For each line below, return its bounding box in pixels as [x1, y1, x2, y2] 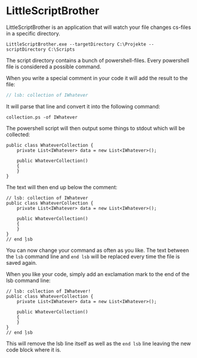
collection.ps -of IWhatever [6, 114, 78, 120]
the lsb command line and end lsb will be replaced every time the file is [6, 252, 180, 260]
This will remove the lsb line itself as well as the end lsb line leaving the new [6, 340, 191, 347]
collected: [6, 131, 31, 138]
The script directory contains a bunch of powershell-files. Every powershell [6, 57, 190, 64]
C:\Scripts [48, 46, 75, 52]
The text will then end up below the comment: [6, 183, 118, 191]
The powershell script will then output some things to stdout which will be [6, 124, 185, 132]
